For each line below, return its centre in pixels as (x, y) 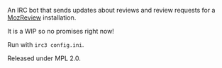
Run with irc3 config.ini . (46, 45)
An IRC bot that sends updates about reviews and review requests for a (111, 10)
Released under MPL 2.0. (44, 58)
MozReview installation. (42, 18)
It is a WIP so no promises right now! (61, 31)
